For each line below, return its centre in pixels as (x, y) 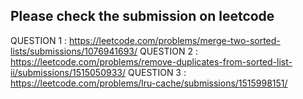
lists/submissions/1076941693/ (74, 51)
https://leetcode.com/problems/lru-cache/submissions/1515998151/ (149, 83)
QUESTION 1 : (39, 40)
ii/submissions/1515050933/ (68, 72)
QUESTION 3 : (157, 72)
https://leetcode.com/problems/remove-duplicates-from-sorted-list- (151, 61)
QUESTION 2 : (168, 51)
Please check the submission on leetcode (142, 16)
